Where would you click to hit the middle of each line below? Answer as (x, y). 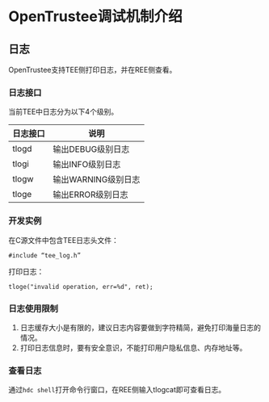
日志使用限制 (34, 308)
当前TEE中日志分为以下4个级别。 (63, 112)
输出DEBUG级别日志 (91, 149)
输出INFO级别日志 (87, 165)
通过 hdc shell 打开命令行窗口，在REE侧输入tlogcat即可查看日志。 (117, 390)
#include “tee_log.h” (45, 255)
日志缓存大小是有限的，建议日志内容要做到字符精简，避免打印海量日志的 (140, 327)
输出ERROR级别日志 (90, 195)
